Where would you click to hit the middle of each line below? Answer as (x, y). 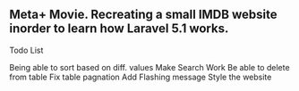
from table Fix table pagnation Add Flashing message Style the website (141, 77)
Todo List (26, 50)
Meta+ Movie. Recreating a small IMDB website (143, 15)
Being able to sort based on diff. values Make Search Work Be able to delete (149, 67)
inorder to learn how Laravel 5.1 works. (119, 29)
